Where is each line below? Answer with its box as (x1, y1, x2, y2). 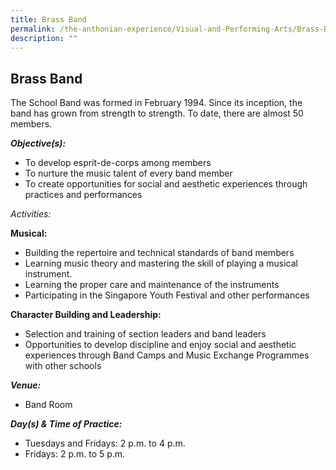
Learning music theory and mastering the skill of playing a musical (24, 257, 298, 270)
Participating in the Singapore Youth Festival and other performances (24, 289, 310, 301)
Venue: (10, 379, 42, 391)
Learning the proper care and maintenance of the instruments (24, 279, 280, 291)
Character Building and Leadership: (10, 309, 162, 321)
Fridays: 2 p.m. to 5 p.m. (24, 448, 126, 460)
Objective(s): (10, 137, 67, 150)
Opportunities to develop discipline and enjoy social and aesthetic (24, 339, 297, 351)
